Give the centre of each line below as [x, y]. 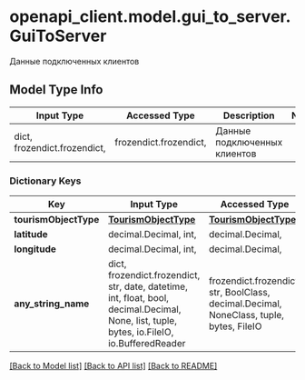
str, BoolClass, [239, 293]
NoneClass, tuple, [246, 315]
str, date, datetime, [148, 286]
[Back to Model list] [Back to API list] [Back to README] [113, 366]
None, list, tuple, [142, 321]
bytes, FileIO [235, 326]
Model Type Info [56, 90]
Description [249, 115]
